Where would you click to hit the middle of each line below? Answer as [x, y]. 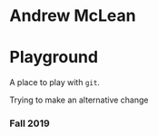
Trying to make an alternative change [79, 100]
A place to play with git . [54, 83]
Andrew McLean [73, 16]
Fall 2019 [30, 123]
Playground [54, 58]
